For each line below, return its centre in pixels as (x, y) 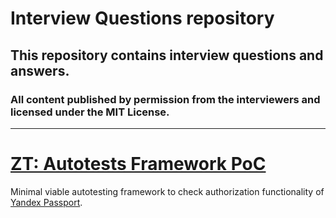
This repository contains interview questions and (167, 55)
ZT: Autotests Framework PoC (138, 164)
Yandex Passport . (46, 202)
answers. (40, 70)
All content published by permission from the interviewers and (165, 99)
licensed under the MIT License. (90, 112)
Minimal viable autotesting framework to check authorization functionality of (167, 191)
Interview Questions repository (142, 18)
